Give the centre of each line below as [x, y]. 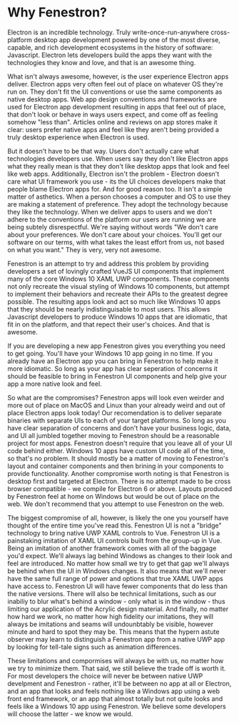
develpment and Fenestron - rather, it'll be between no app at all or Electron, [119, 683]
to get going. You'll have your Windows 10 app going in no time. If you [110, 353]
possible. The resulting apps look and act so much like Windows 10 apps [114, 302]
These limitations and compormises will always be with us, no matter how [116, 660]
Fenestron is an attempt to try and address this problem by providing [108, 263]
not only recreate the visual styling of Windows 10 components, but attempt [118, 286]
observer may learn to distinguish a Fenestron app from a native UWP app [116, 639]
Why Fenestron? [57, 13]
